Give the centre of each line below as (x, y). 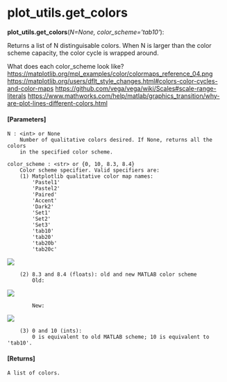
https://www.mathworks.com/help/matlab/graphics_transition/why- (124, 96)
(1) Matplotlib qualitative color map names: (87, 176)
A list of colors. (34, 373)
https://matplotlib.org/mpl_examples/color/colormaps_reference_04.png (110, 74)
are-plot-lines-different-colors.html (57, 103)
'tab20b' (45, 243)
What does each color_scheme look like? (66, 66)
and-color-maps (31, 88)
